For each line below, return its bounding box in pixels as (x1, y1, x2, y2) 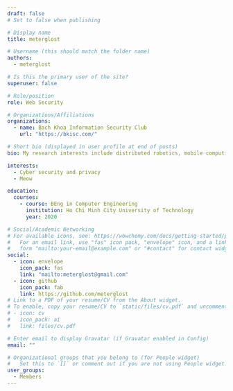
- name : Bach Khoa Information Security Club (13, 124, 148, 132)
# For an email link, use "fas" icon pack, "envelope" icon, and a (7, 238, 213, 246)
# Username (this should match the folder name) (7, 48, 150, 55)
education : (7, 188, 39, 195)
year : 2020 (25, 213, 58, 220)
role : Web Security (7, 98, 64, 106)
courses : (13, 194, 39, 201)
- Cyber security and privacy (13, 168, 101, 175)
